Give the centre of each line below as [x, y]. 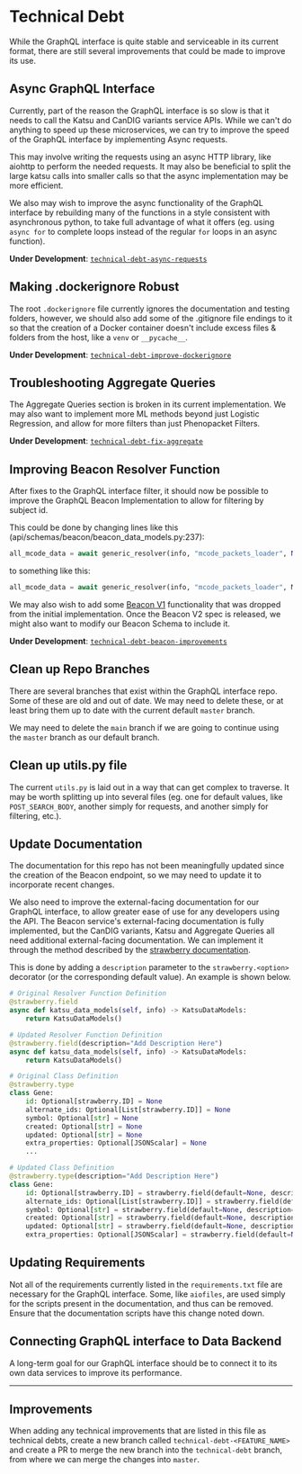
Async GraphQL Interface [82, 89]
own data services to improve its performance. [96, 1372]
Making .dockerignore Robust [94, 287]
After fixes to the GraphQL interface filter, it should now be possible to [139, 491]
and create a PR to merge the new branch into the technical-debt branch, [146, 1450]
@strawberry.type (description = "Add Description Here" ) [114, 1176]
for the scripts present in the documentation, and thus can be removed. [142, 1303]
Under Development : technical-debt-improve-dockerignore [120, 355]
